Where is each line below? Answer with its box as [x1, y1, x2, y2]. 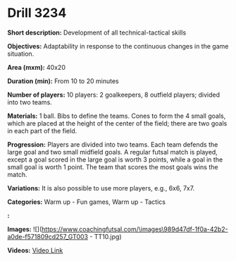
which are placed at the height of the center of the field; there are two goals [7, 119, 228, 128]
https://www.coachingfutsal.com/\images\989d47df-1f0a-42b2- [41, 224, 228, 233]
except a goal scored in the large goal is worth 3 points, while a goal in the [7, 155, 223, 164]
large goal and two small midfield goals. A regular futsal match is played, [7, 147, 218, 156]
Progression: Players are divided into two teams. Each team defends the [7, 140, 218, 149]
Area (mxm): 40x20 [7, 63, 66, 71]
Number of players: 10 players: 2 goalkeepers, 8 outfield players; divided [7, 90, 221, 99]
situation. [7, 49, 35, 58]
